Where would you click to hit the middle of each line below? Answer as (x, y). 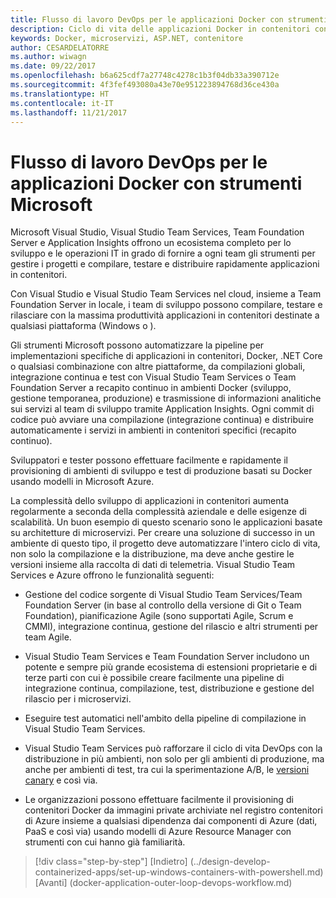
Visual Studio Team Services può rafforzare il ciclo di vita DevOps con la (173, 748)
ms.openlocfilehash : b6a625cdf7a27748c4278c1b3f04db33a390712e (145, 76)
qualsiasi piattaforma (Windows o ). (83, 326)
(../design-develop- (230, 862)
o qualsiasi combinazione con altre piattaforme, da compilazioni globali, (158, 367)
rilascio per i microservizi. (78, 699)
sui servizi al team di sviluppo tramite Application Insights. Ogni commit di (162, 409)
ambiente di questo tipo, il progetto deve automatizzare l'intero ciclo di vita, (165, 543)
